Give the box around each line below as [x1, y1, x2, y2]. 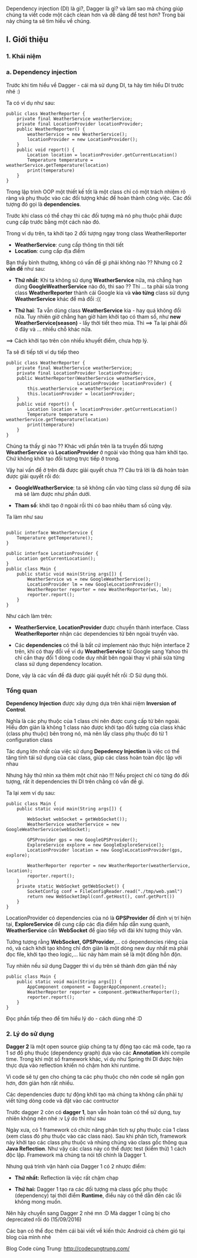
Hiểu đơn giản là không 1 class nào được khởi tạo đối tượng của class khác [6, 724, 186, 731]
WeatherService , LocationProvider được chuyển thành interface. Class [14, 623, 189, 630]
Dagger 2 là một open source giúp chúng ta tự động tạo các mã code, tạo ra [6, 1043, 191, 1050]
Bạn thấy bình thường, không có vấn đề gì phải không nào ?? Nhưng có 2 [6, 259, 183, 266]
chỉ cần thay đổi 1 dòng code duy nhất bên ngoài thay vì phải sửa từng [14, 654, 185, 661]
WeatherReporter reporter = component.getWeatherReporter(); [27, 989, 181, 995]
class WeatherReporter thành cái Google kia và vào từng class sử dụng [14, 289, 190, 296]
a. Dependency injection [6, 68, 78, 76]
